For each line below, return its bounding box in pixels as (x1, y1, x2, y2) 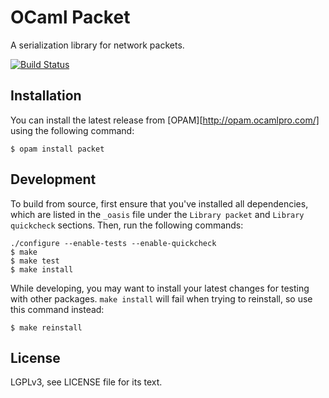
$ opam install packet (10, 144, 105, 154)
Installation (10, 87, 82, 105)
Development (10, 171, 97, 188)
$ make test (10, 256, 60, 266)
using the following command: (10, 124, 135, 136)
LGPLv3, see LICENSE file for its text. (10, 376, 163, 388)
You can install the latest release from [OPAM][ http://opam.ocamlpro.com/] (10, 114, 320, 126)
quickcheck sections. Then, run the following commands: (10, 219, 244, 231)
